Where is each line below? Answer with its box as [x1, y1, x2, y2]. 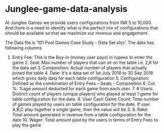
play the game [12, 122, 42, 128]
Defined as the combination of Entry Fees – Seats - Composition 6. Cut [12, 80, 155, 86]
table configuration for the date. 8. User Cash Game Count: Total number [12, 96, 160, 102]
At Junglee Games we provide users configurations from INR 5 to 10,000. [5, 20, 153, 26]
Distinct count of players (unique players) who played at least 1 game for [12, 91, 159, 97]
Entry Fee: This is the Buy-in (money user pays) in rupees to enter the [12, 54, 153, 60]
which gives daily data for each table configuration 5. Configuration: [12, 75, 150, 81]
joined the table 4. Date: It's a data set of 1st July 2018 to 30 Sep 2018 [12, 70, 153, 76]
